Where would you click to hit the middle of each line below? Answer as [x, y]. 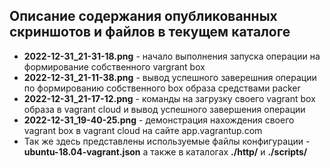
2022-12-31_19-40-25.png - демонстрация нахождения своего [159, 120]
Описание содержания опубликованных [143, 16]
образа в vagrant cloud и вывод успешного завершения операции [164, 109]
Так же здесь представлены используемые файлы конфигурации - [167, 141]
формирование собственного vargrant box [114, 66]
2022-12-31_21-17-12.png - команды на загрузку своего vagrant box [169, 98]
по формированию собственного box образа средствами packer [162, 88]
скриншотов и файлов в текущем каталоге [150, 32]
